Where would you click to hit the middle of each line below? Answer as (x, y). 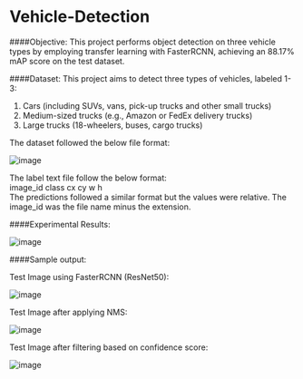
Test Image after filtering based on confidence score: (109, 347)
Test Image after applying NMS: (68, 312)
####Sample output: (48, 259)
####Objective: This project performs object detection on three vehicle (143, 42)
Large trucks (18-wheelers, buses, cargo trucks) (112, 125)
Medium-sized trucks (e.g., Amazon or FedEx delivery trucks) (137, 115)
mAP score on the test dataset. (67, 61)
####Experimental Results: (60, 224)
